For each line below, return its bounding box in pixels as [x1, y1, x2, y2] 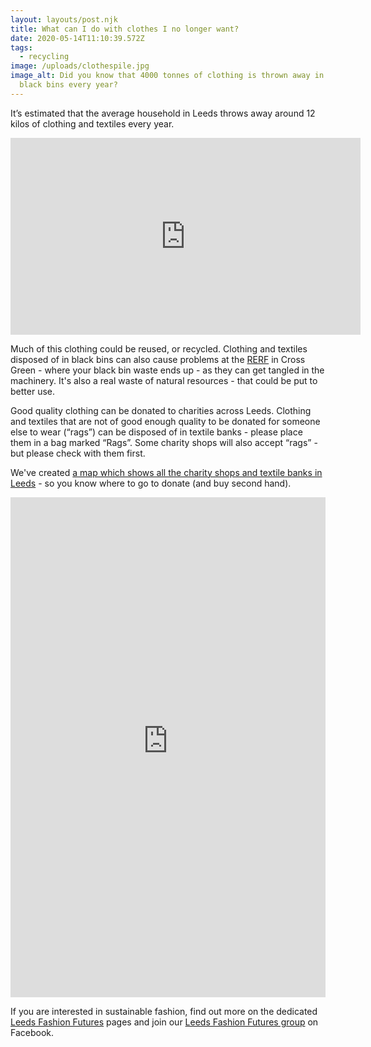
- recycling [19, 52, 70, 62]
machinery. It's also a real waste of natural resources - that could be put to [10, 374, 318, 386]
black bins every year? [19, 80, 118, 90]
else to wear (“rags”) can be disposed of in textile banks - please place [10, 426, 303, 438]
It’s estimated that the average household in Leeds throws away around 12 [10, 107, 316, 119]
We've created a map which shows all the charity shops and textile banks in [10, 466, 323, 478]
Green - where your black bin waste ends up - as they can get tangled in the [10, 364, 325, 376]
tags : [10, 42, 33, 53]
